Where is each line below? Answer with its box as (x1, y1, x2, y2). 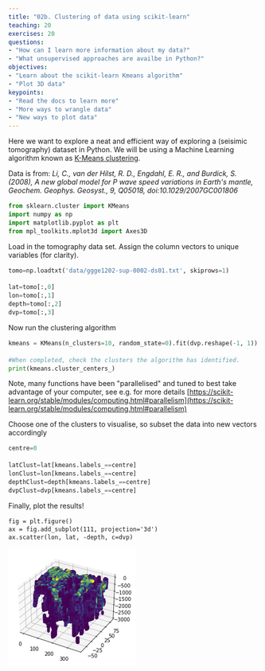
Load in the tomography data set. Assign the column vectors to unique (8, 241, 240, 251)
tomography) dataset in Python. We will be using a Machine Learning (8, 145, 235, 154)
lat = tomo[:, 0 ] (8, 283, 56, 291)
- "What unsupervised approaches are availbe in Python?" (8, 55, 205, 63)
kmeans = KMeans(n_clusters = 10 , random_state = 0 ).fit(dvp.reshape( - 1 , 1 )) (8, 339, 259, 347)
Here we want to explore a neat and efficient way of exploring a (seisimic (8, 136, 248, 146)
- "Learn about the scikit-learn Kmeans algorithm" (8, 72, 183, 80)
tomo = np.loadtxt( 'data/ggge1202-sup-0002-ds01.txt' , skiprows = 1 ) (8, 267, 229, 275)
